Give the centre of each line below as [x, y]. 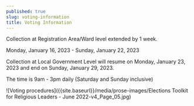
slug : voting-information [38, 17]
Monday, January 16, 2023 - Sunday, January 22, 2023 [73, 50]
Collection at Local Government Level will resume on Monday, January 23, [96, 61]
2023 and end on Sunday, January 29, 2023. [60, 68]
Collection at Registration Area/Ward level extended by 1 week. [82, 39]
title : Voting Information [39, 22]
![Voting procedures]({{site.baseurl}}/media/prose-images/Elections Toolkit [97, 91]
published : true [26, 11]
